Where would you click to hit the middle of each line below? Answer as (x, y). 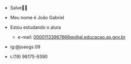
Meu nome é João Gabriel (37, 17)
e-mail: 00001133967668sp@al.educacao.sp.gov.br (72, 37)
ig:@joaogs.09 (25, 47)
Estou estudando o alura (35, 27)
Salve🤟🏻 (19, 8)
